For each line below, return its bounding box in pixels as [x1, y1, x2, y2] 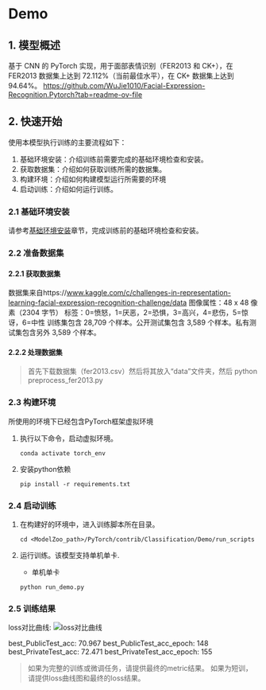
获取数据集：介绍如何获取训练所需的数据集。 [19, 164, 167, 173]
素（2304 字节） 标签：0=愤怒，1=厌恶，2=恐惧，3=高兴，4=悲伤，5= [8, 308, 242, 318]
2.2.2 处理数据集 [8, 347, 64, 357]
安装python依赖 [19, 464, 71, 474]
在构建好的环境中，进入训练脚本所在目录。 [19, 520, 160, 529]
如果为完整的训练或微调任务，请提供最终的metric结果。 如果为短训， [27, 664, 253, 673]
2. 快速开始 [8, 115, 63, 128]
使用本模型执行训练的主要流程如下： [8, 137, 127, 147]
